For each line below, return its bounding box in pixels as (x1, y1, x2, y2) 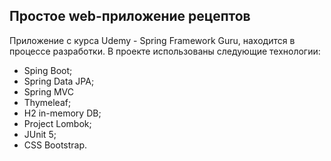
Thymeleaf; (23, 96, 72, 108)
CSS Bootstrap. (23, 139, 88, 151)
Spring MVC (23, 85, 75, 98)
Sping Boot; (23, 64, 73, 76)
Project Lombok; (23, 117, 92, 129)
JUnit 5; (23, 128, 57, 140)
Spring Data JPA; (23, 75, 95, 87)
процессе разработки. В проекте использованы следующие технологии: (9, 45, 321, 57)
